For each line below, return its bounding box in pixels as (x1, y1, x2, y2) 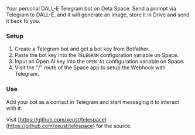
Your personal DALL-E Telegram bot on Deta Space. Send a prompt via (6, 5, 177, 12)
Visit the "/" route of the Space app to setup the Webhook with (14, 64, 166, 71)
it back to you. (6, 18, 41, 24)
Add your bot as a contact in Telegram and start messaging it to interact (6, 98, 180, 105)
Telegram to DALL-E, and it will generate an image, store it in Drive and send (6, 11, 190, 18)
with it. (6, 104, 22, 112)
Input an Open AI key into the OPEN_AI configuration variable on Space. (14, 58, 185, 65)
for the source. (96, 122, 132, 129)
